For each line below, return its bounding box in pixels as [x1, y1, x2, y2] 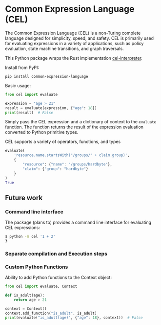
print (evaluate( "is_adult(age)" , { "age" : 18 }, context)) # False [5, 315, 143, 320]
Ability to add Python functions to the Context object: [5, 275, 112, 280]
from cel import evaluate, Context [5, 284, 78, 289]
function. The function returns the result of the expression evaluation [5, 124, 144, 130]
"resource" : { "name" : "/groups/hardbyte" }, [22, 162, 112, 167]
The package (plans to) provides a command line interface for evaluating [5, 219, 151, 226]
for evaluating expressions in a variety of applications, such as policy [5, 40, 144, 46]
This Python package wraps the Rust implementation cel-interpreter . [5, 55, 143, 61]
